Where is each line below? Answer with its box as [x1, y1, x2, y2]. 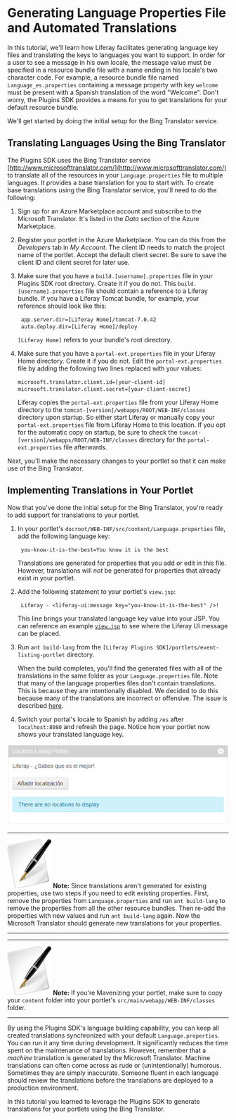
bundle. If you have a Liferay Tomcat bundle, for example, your [17, 294, 199, 302]
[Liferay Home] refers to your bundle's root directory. [17, 335, 172, 344]
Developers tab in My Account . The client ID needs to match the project [17, 243, 225, 251]
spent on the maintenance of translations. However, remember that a [7, 1046, 206, 1054]
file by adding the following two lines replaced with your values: [17, 364, 202, 373]
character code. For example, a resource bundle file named [7, 73, 179, 82]
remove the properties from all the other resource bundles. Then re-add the [7, 904, 226, 913]
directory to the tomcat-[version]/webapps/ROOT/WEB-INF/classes [17, 405, 206, 413]
